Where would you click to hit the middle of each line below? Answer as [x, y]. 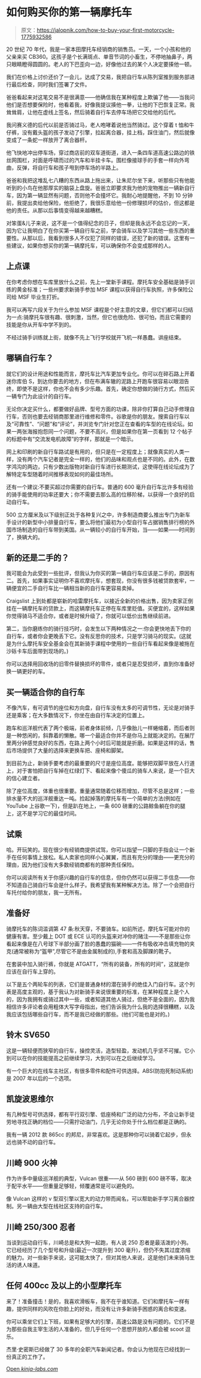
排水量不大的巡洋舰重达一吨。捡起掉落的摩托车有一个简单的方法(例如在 [94, 799]
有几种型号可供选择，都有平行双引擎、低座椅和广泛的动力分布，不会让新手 [98, 1114]
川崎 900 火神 [32, 1163]
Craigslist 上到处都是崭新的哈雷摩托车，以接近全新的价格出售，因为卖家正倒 [100, 601]
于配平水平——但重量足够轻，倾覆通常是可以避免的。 [72, 1186]
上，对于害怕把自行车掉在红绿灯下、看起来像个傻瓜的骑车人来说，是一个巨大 [100, 771]
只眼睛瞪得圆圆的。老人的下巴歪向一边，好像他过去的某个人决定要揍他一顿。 [100, 64]
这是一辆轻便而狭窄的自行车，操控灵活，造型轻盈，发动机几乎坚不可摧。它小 [100, 1051]
